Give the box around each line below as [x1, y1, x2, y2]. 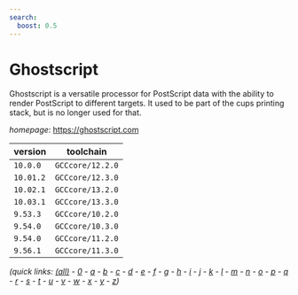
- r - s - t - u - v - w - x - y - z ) [9, 276, 120, 286]
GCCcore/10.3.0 [54, 221, 119, 231]
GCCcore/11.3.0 [54, 245, 119, 256]
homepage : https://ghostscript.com [9, 125, 139, 136]
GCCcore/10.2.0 [54, 209, 119, 220]
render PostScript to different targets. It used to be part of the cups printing [9, 98, 285, 109]
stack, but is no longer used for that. [9, 107, 142, 118]
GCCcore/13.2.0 [54, 185, 119, 195]
